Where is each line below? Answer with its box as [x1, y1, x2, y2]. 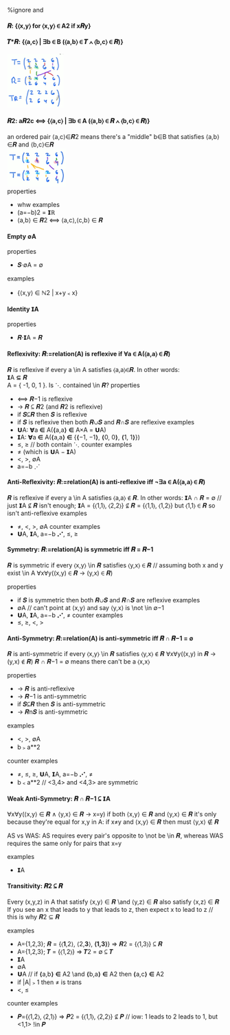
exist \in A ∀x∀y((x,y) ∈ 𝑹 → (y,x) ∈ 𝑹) [7, 569, 113, 577]
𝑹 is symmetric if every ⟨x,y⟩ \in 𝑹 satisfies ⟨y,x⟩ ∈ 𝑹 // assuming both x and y [7, 561, 224, 569]
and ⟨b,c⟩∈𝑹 [18, 140, 54, 149]
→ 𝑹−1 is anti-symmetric [16, 693, 87, 701]
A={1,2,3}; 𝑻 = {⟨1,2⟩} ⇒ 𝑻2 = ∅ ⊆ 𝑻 [16, 947, 113, 955]
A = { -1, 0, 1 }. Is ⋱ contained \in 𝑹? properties [7, 381, 141, 389]
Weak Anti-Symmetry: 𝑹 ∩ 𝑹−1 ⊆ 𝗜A [7, 794, 111, 803]
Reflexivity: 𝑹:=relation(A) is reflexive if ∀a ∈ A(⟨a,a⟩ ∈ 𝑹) [7, 350, 171, 358]
